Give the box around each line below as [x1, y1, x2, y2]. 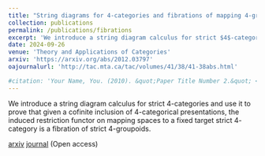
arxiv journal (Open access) [8, 139, 99, 148]
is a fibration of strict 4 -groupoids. [39, 124, 151, 133]
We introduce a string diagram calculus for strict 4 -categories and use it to [8, 98, 251, 108]
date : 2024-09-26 [8, 41, 65, 49]
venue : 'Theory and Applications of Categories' [8, 48, 171, 56]
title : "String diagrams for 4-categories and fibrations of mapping [8, 11, 242, 20]
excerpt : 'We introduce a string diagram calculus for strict [8, 33, 217, 42]
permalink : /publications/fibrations [8, 26, 132, 34]
